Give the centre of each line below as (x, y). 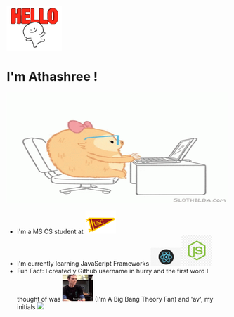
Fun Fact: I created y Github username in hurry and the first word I (112, 271)
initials (26, 307)
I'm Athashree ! (52, 77)
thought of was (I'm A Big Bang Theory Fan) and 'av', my (115, 299)
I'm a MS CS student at (50, 231)
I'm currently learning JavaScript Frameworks (83, 263)
